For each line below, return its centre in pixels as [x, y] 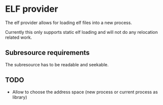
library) [20, 97]
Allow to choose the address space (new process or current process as [85, 92]
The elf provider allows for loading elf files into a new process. [69, 23]
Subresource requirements [47, 53]
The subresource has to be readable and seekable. [57, 64]
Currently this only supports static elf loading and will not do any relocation [81, 32]
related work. [19, 37]
